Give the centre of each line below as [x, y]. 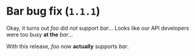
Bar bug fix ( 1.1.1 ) [53, 11]
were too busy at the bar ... [40, 34]
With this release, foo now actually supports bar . [68, 46]
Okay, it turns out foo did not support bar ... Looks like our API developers [98, 28]
